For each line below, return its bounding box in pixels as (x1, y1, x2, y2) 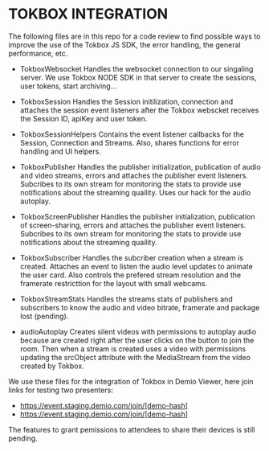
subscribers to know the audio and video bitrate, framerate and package (19, 302, 260, 312)
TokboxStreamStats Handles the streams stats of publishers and (19, 294, 233, 304)
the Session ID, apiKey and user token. (19, 113, 148, 123)
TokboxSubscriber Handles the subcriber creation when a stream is (19, 252, 243, 262)
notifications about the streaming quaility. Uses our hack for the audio (19, 187, 251, 197)
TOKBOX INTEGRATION (8, 5, 169, 23)
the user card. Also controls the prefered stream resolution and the (19, 270, 242, 280)
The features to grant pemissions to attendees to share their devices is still (8, 424, 255, 434)
